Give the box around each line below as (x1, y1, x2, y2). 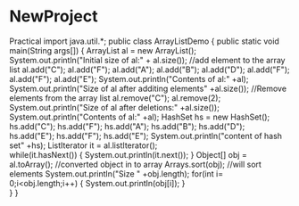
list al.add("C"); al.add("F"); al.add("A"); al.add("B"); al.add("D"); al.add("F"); (9, 64, 290, 75)
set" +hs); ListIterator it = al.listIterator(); (9, 140, 158, 151)
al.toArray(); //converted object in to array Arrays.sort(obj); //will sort (9, 159, 262, 169)
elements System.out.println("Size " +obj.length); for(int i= (9, 168, 224, 179)
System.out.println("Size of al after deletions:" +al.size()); (9, 102, 220, 112)
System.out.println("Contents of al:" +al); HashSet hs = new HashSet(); (9, 111, 270, 122)
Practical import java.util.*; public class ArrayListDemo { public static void (9, 36, 279, 46)
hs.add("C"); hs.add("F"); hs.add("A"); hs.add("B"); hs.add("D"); (9, 120, 245, 131)
